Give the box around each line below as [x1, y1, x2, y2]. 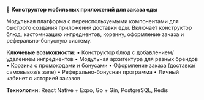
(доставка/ [167, 62, 196, 69]
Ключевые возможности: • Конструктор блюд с [6, 49, 135, 56]
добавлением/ [136, 49, 175, 56]
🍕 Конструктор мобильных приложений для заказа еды [6, 6, 158, 13]
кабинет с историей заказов [6, 75, 81, 82]
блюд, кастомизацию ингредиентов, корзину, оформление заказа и [6, 30, 184, 38]
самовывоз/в [6, 68, 41, 76]
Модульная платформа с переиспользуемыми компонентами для [6, 18, 179, 24]
